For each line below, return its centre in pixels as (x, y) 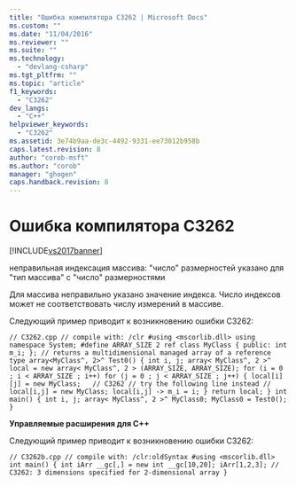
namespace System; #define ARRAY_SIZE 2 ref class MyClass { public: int (148, 345)
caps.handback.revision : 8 (59, 183)
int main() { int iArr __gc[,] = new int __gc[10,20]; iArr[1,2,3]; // (144, 465)
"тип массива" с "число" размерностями (87, 278)
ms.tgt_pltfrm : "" (43, 75)
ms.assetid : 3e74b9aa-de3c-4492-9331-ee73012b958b (105, 141)
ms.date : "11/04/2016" (51, 34)
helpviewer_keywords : (49, 125)
